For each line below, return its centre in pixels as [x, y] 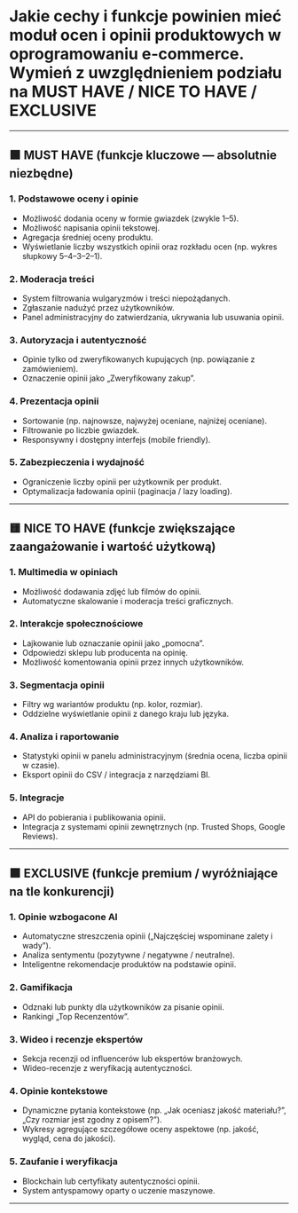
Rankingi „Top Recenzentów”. [75, 1016]
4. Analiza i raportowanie [64, 736]
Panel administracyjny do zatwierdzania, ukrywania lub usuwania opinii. [153, 317]
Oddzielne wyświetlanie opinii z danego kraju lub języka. [125, 714]
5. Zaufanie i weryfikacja [63, 1162]
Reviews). [40, 836]
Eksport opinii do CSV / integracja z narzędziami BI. [116, 775]
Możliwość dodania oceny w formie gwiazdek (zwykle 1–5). [130, 218]
